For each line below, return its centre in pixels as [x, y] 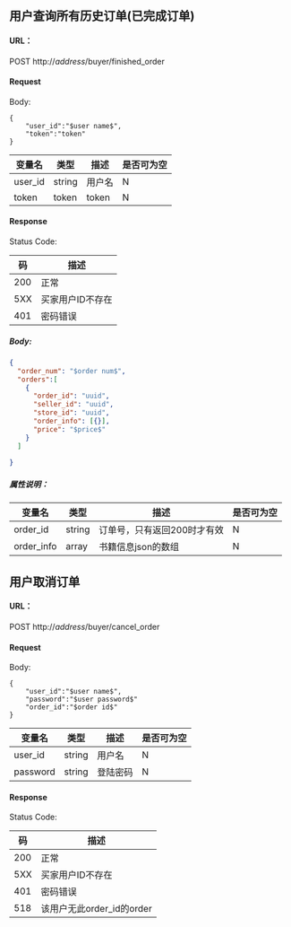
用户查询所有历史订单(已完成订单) [102, 16]
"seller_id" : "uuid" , [73, 405]
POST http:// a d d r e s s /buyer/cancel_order [85, 626]
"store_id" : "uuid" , [71, 413]
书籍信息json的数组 [139, 547]
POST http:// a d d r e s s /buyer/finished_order [87, 61]
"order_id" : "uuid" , [71, 396]
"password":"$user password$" [82, 700]
